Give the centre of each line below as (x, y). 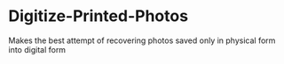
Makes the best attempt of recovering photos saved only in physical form (142, 40)
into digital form (37, 49)
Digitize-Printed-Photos (98, 16)
